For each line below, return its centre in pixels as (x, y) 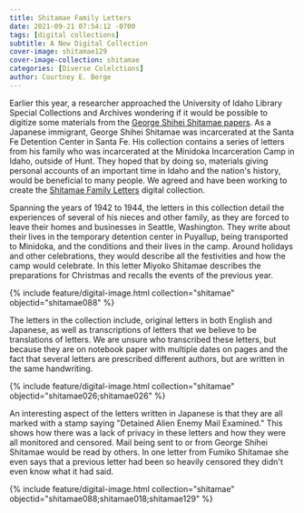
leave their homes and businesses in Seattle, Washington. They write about (150, 226)
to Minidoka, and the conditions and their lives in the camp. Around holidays (151, 246)
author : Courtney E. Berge (60, 77)
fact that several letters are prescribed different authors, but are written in (147, 358)
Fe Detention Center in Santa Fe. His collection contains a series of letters (147, 141)
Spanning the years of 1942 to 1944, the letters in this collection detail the (147, 207)
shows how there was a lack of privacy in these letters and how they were (147, 432)
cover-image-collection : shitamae (75, 60)
